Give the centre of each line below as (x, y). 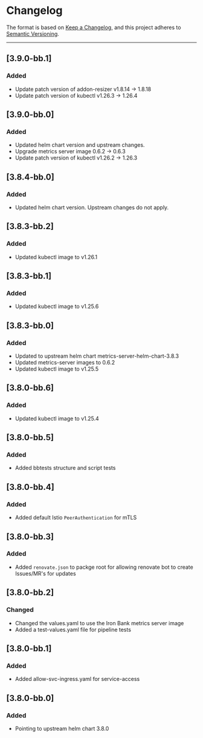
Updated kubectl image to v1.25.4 (57, 418)
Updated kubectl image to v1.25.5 (57, 369)
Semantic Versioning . (33, 33)
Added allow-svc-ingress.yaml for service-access (77, 679)
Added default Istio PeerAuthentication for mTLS (76, 518)
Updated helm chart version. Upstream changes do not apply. (92, 207)
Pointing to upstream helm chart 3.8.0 (62, 728)
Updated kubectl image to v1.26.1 (56, 257)
